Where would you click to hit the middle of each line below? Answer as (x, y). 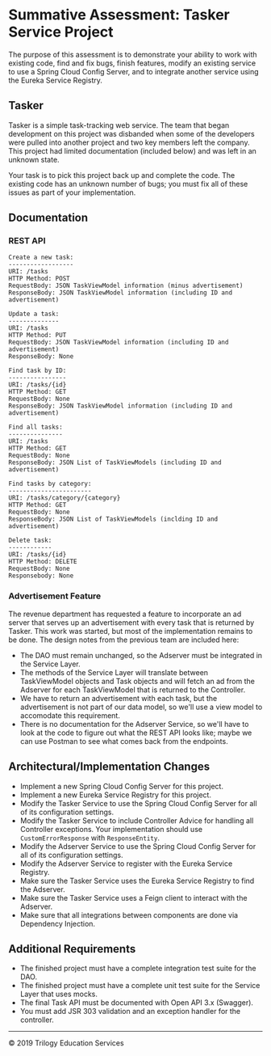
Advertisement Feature (55, 596)
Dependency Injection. (57, 923)
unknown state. (34, 159)
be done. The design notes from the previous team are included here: (124, 640)
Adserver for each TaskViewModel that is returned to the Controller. (133, 690)
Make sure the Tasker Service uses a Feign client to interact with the (133, 898)
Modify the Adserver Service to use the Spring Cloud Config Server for (138, 846)
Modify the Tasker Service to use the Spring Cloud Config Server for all (138, 803)
